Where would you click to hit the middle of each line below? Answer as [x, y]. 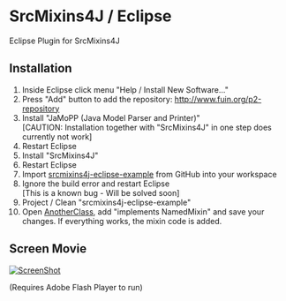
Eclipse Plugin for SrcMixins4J [65, 41]
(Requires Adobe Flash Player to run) [76, 287]
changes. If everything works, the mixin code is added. [122, 221]
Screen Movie [48, 249]
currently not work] [57, 136]
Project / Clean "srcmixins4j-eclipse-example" [106, 202]
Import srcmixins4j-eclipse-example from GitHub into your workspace [149, 174]
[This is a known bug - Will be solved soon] [101, 192]
